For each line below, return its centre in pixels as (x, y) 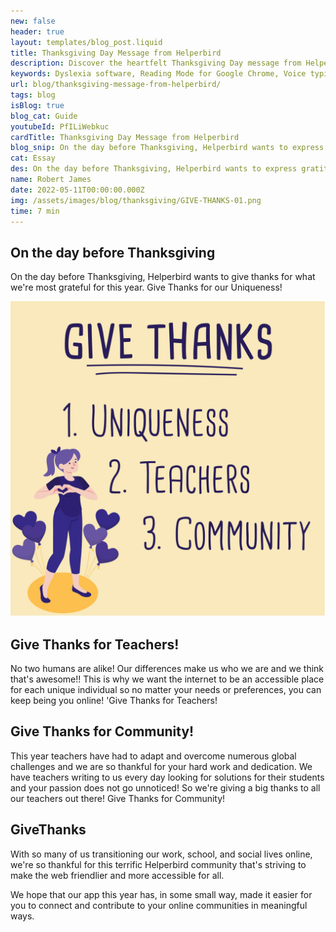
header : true (37, 31)
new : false (33, 21)
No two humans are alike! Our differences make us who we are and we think (167, 668)
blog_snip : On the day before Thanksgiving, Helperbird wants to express (167, 148)
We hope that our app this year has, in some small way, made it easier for (161, 894)
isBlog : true (37, 105)
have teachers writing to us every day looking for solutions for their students (167, 777)
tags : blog (33, 95)
